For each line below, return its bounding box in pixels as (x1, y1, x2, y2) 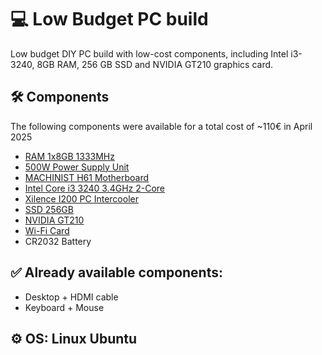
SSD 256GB (24, 203, 74, 215)
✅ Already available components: (10, 264, 224, 281)
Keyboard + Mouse (24, 301, 105, 313)
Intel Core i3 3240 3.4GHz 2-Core (24, 182, 166, 194)
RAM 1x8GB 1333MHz (24, 150, 116, 162)
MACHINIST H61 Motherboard (24, 171, 150, 183)
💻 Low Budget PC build (10, 8, 209, 31)
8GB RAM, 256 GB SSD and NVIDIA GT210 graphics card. (36, 58, 274, 70)
